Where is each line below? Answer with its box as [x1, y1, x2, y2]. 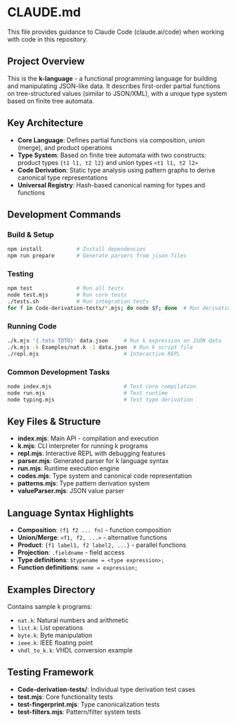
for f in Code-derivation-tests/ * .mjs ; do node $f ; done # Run [7, 304, 199, 311]
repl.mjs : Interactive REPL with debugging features [17, 449, 166, 458]
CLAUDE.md [7, 4, 81, 20]
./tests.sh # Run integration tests [7, 298, 150, 305]
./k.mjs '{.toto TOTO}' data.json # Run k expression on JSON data [7, 338, 221, 345]
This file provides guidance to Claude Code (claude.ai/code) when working [7, 27, 225, 36]
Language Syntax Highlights [7, 507, 134, 519]
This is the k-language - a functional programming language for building [7, 74, 217, 82]
